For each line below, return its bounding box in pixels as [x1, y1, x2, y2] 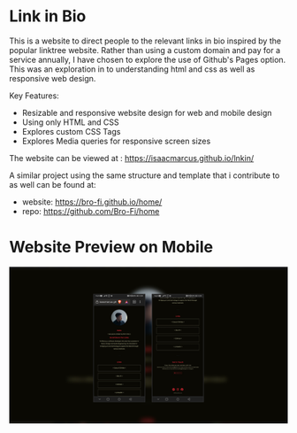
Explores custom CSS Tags [21, 126, 121, 136]
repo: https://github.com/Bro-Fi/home [21, 205, 160, 216]
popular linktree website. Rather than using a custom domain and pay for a [9, 44, 281, 55]
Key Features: [9, 90, 59, 101]
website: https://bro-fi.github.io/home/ [21, 197, 163, 207]
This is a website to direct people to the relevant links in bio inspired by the [9, 35, 281, 46]
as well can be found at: [9, 179, 96, 189]
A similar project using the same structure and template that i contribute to [9, 170, 280, 181]
